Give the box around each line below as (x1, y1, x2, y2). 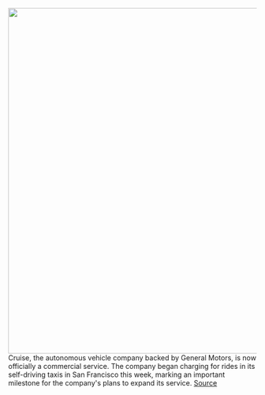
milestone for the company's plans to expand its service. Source (8, 378, 218, 387)
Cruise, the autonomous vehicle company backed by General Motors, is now (8, 353, 256, 363)
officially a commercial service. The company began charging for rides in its (8, 362, 256, 371)
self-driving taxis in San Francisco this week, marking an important (8, 370, 226, 379)
